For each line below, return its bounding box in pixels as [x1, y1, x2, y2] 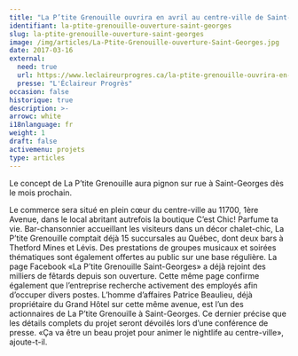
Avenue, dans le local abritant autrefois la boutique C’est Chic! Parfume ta [9, 214, 279, 225]
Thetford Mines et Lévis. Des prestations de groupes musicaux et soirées [9, 241, 277, 253]
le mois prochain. [9, 187, 73, 198]
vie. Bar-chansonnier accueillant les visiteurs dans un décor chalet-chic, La [9, 223, 285, 233]
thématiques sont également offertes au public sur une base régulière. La [9, 251, 278, 262]
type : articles [9, 153, 66, 162]
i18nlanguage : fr [9, 121, 74, 130]
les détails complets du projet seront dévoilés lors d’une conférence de [9, 317, 269, 328]
